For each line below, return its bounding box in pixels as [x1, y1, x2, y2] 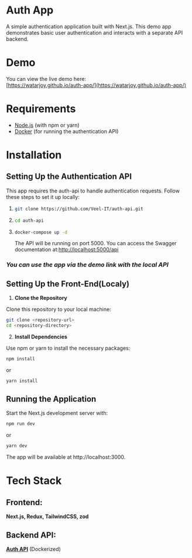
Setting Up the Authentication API [6, 171, 132, 182]
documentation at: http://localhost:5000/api [14, 246, 119, 253]
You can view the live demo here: [6, 75, 87, 82]
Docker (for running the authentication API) [14, 127, 119, 135]
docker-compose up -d [14, 229, 67, 235]
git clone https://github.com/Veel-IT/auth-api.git [14, 206, 143, 212]
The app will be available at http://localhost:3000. [6, 454, 126, 461]
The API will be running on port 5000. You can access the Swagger [14, 240, 177, 247]
